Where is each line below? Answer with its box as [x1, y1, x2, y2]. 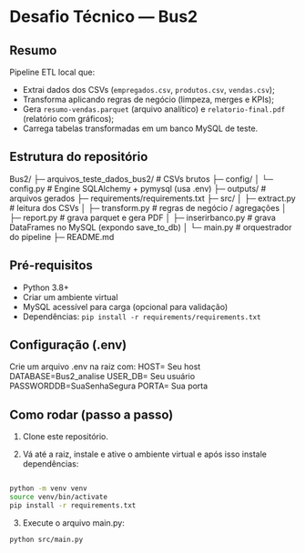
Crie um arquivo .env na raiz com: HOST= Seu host [9, 361, 201, 372]
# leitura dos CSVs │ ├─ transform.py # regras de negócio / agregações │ [9, 202, 287, 213]
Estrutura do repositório [9, 149, 148, 165]
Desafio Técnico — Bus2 [9, 6, 198, 27]
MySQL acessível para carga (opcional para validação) [22, 301, 229, 312]
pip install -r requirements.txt [9, 501, 137, 510]
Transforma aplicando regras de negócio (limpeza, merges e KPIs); [22, 94, 275, 105]
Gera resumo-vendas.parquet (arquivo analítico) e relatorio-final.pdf [22, 104, 286, 115]
